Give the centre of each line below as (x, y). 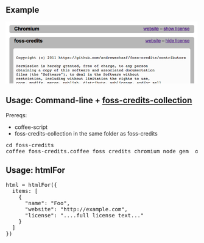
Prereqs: (16, 115)
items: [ (25, 191)
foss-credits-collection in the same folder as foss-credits (86, 133)
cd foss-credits (30, 145)
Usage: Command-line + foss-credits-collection (99, 100)
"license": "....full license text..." (84, 215)
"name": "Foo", (47, 203)
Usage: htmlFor (35, 170)
